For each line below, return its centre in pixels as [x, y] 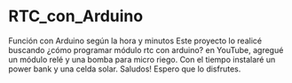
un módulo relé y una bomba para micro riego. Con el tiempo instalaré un [142, 59]
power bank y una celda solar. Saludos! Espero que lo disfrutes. [125, 69]
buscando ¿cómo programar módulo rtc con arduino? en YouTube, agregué [146, 49]
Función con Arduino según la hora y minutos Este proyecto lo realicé [135, 41]
